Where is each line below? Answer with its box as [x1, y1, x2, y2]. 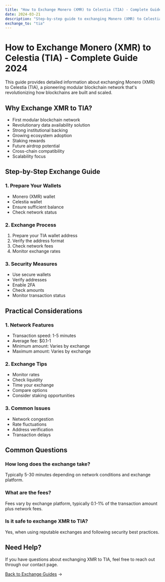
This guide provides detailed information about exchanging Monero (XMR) [5, 79, 155, 85]
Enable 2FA [12, 282, 35, 288]
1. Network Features [5, 321, 54, 328]
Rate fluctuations [12, 421, 47, 427]
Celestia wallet [12, 198, 42, 204]
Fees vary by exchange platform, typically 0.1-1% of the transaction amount [5, 500, 158, 506]
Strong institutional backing [12, 127, 68, 133]
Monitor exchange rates [12, 248, 60, 254]
